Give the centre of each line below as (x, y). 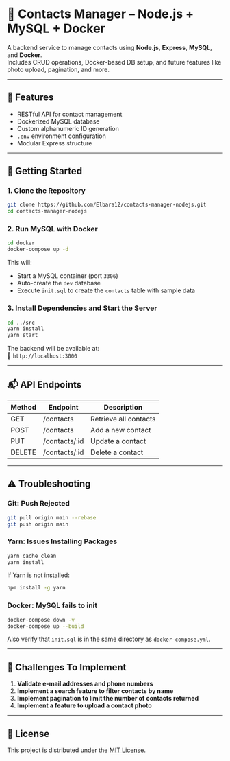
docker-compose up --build (46, 626)
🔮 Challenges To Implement (67, 667)
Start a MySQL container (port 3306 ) (67, 276)
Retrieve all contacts (123, 419)
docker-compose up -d (38, 250)
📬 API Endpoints (44, 385)
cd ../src (21, 323)
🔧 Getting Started (45, 171)
